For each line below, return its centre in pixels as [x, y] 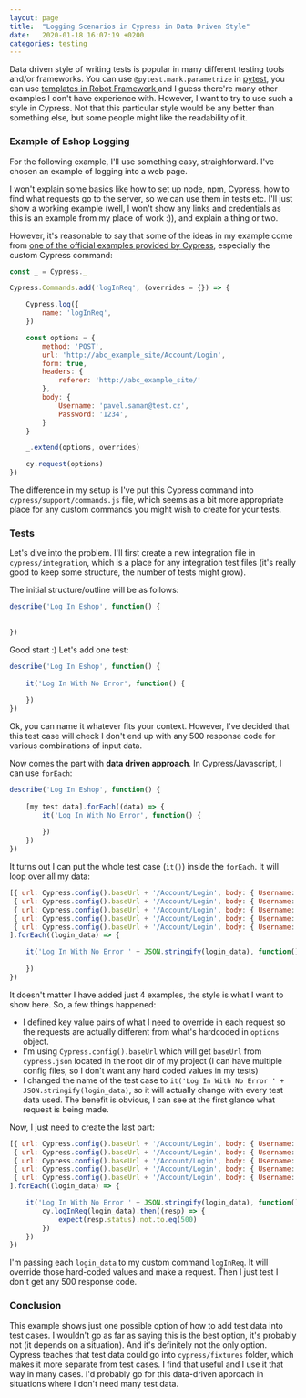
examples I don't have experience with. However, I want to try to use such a [152, 99]
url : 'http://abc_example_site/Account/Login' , [134, 355]
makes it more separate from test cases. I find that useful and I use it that [147, 1364]
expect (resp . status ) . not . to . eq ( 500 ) [127, 1219]
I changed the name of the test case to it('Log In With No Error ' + [153, 1080]
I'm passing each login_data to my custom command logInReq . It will [139, 1262]
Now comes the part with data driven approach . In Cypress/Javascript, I [146, 764]
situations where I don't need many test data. [94, 1383]
